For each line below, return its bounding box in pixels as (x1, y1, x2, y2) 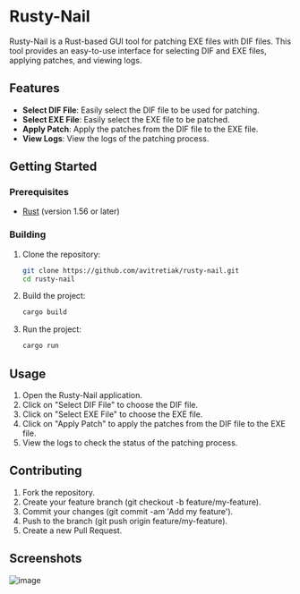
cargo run (21, 342, 60, 351)
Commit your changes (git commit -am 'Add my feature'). (21, 505, 234, 516)
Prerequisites (9, 186, 69, 199)
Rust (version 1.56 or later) (21, 206, 120, 216)
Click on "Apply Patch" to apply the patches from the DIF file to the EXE (21, 419, 287, 429)
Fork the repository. (21, 487, 96, 497)
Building (9, 228, 47, 241)
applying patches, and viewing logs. (9, 55, 142, 65)
